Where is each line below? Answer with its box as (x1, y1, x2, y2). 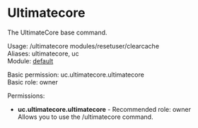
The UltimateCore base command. (7, 28, 107, 37)
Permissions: (7, 91, 45, 100)
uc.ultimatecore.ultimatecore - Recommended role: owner (17, 105, 192, 113)
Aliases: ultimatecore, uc (7, 49, 79, 58)
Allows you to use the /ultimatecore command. (17, 113, 153, 121)
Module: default (7, 56, 54, 65)
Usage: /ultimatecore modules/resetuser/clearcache (7, 41, 160, 50)
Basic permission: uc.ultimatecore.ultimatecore (7, 70, 145, 79)
